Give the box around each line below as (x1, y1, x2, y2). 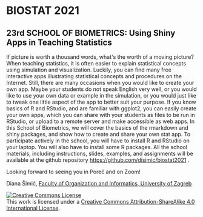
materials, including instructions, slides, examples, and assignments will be (6, 150, 194, 157)
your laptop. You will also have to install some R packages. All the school (6, 144, 188, 150)
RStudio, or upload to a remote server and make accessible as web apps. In (6, 118, 195, 125)
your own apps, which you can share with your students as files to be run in (6, 112, 195, 118)
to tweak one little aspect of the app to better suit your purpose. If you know (6, 98, 197, 105)
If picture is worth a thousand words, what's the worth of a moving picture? (6, 53, 194, 61)
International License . (6, 204, 61, 212)
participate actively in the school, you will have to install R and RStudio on (6, 137, 190, 144)
